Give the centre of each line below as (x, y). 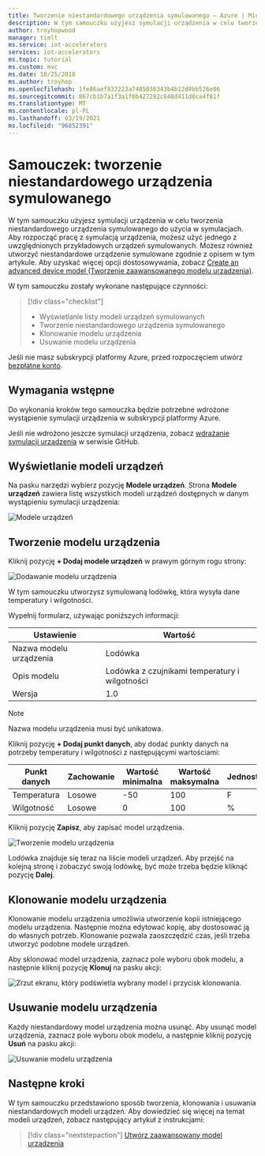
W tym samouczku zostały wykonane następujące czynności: (108, 286)
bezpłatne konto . (35, 365)
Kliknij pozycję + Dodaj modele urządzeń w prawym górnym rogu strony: (127, 561)
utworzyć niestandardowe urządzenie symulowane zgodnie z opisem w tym (131, 254)
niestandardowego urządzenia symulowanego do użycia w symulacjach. (126, 228)
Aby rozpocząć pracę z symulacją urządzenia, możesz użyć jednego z (123, 237)
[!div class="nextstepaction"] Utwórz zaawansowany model (125, 1135)
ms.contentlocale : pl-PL (49, 111)
